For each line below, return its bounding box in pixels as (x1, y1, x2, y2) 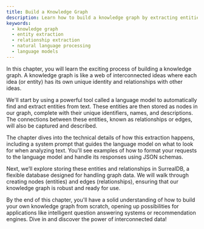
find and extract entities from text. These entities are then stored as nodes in (6, 103, 198, 110)
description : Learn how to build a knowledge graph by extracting (6, 15, 178, 21)
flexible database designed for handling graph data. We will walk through (6, 171, 189, 179)
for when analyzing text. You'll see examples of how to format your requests (6, 146, 197, 154)
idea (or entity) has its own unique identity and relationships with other (6, 78, 183, 85)
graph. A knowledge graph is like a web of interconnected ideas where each (6, 71, 197, 79)
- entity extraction (12, 32, 64, 38)
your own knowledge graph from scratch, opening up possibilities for (6, 202, 179, 210)
